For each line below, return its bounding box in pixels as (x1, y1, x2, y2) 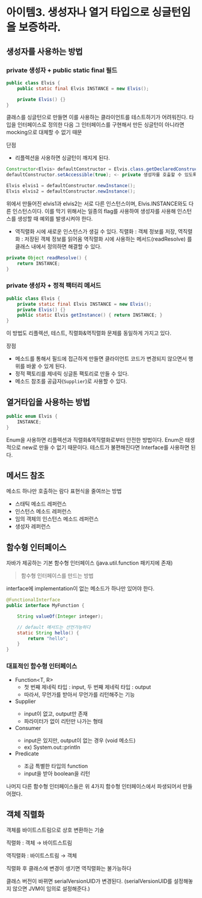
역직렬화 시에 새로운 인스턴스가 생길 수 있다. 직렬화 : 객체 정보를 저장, (14, 228, 177, 235)
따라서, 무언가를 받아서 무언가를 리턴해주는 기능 (23, 690, 135, 698)
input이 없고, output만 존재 (23, 710, 88, 717)
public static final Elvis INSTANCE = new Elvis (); (17, 85, 149, 91)
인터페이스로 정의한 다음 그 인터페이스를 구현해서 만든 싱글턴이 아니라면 (17, 121, 185, 128)
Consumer (14, 724, 41, 731)
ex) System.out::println (23, 743, 81, 751)
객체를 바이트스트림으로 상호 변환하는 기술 (6, 826, 105, 834)
